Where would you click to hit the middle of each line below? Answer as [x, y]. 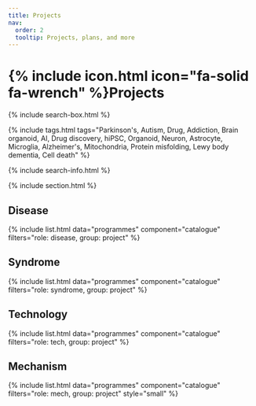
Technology [38, 314]
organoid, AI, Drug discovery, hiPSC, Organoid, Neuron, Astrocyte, [115, 138]
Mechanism [38, 367]
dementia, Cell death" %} [49, 155]
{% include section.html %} [53, 186]
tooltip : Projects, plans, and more [75, 37]
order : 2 [29, 30]
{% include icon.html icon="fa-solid [128, 76]
